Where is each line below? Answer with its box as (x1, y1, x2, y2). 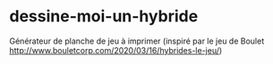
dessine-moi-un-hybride (9, 6, 199, 27)
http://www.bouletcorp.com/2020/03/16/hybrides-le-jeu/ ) (9, 44, 223, 55)
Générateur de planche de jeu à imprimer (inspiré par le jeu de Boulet (9, 36, 265, 46)
